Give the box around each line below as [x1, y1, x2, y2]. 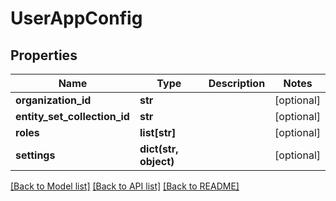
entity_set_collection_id [15, 110, 130, 123]
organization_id [15, 93, 92, 107]
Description [208, 77, 266, 90]
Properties [10, 47, 78, 64]
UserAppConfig [10, 7, 143, 30]
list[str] [139, 126, 177, 139]
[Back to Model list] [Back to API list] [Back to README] [10, 180, 240, 192]
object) [139, 155, 175, 168]
